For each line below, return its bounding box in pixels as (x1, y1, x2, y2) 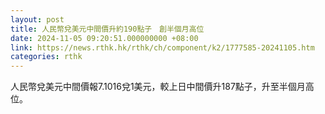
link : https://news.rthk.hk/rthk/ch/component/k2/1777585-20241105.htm (10, 42, 315, 53)
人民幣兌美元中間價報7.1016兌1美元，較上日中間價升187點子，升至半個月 (10, 81, 306, 93)
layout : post (10, 14, 65, 25)
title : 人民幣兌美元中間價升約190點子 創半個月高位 (10, 24, 205, 34)
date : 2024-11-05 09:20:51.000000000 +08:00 (10, 33, 199, 43)
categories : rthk (10, 52, 83, 62)
